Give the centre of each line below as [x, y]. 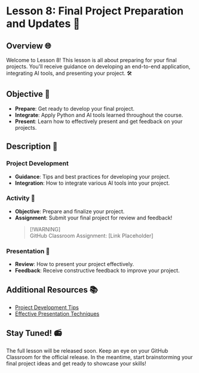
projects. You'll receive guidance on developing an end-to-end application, [98, 66]
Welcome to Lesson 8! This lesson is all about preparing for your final [92, 60]
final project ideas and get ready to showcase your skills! [76, 363]
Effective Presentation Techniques [57, 314]
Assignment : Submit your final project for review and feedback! [94, 218]
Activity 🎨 [21, 198]
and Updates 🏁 [43, 24]
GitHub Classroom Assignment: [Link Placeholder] [91, 236]
